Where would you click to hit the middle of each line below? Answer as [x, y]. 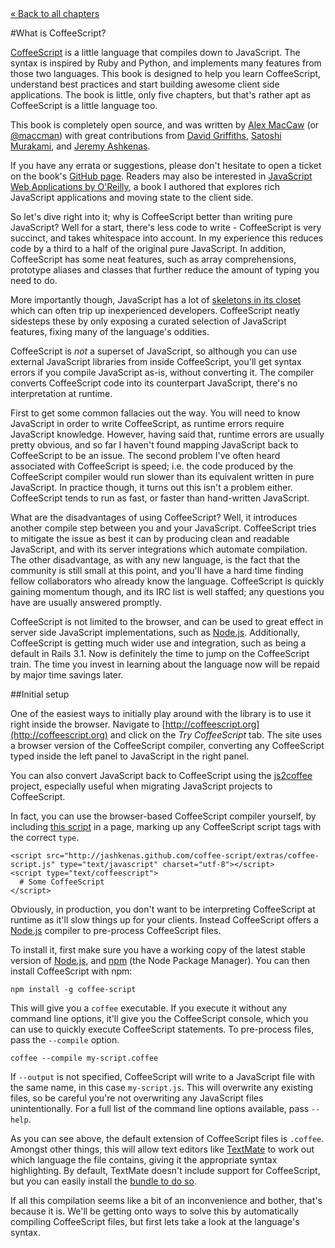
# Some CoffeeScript [62, 882]
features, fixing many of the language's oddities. [110, 331]
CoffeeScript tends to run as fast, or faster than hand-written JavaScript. [160, 498]
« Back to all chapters [55, 13]
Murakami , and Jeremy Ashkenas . [80, 146]
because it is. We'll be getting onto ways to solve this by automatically [154, 1211]
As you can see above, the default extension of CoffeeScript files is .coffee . [167, 1138]
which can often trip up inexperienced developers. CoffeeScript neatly [155, 310]
